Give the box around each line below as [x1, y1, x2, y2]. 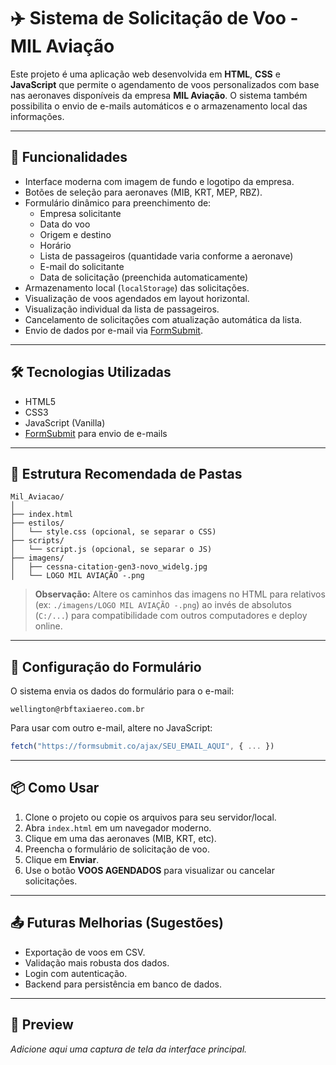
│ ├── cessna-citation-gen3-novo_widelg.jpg [10, 562, 208, 572]
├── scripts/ [10, 536, 65, 546]
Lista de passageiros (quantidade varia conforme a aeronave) [39, 250, 294, 262]
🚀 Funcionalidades [10, 149, 128, 166]
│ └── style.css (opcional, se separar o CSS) [10, 527, 217, 537]
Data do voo [39, 218, 91, 230]
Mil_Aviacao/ [10, 492, 65, 502]
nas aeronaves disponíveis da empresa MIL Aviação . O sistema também [10, 89, 308, 101]
